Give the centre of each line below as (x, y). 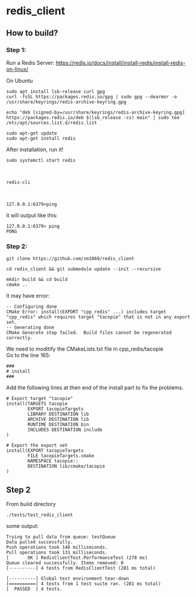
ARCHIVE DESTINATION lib (58, 420)
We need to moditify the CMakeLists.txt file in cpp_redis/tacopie (85, 349)
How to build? (32, 33)
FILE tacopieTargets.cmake (61, 456)
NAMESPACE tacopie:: (53, 461)
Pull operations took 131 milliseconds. (57, 552)
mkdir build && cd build (37, 280)
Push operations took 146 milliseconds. (57, 547)
